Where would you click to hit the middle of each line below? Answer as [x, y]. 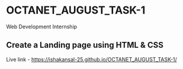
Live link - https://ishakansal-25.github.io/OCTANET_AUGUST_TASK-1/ [91, 59]
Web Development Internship [42, 27]
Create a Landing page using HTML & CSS [85, 45]
